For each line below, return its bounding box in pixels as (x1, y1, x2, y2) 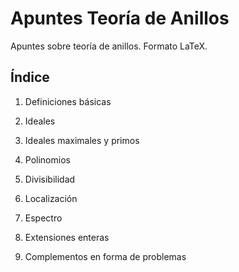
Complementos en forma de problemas (24, 250, 187, 262)
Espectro (24, 212, 63, 224)
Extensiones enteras (24, 231, 110, 243)
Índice (10, 69, 50, 86)
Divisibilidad (24, 173, 76, 185)
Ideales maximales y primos (24, 134, 140, 146)
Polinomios (24, 153, 71, 166)
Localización (24, 192, 78, 204)
